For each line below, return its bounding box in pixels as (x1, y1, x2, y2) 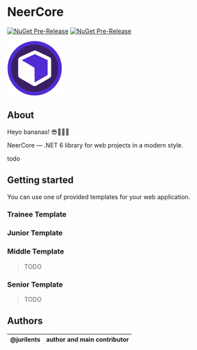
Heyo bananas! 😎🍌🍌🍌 (7, 127, 70, 136)
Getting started (7, 174, 74, 186)
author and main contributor (46, 336, 129, 344)
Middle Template (7, 247, 65, 256)
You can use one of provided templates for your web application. (7, 192, 191, 200)
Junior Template (7, 228, 63, 238)
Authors (7, 315, 43, 327)
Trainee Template (7, 209, 67, 219)
